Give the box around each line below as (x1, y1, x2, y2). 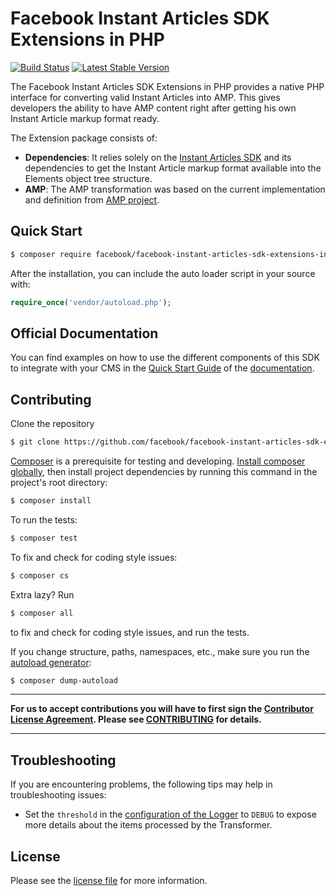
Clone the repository (10, 418, 95, 430)
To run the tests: (10, 513, 78, 526)
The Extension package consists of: (10, 132, 158, 144)
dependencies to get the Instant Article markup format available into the (24, 162, 322, 174)
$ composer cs (10, 570, 70, 581)
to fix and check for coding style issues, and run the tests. (10, 626, 250, 638)
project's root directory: (10, 477, 108, 488)
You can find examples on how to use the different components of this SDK (10, 352, 320, 364)
